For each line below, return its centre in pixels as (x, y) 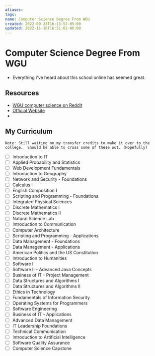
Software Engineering (35, 309)
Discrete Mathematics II (37, 213)
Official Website (29, 110)
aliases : (14, 10)
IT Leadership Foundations (40, 326)
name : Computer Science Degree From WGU (48, 19)
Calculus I (23, 185)
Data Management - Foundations (46, 241)
